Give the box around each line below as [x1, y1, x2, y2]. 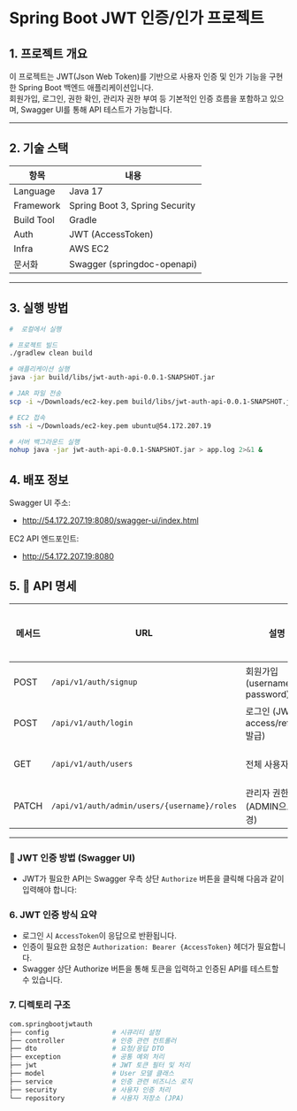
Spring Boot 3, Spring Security [69, 199, 196, 211]
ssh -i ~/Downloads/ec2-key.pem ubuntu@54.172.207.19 [9, 421, 212, 430]
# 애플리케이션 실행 [9, 364, 70, 374]
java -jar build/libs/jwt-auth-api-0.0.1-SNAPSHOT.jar [9, 373, 216, 382]
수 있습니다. [21, 975, 64, 985]
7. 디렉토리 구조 [9, 999, 71, 1011]
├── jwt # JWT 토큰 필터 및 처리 [9, 1061, 191, 1070]
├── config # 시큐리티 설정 [9, 1028, 161, 1037]
